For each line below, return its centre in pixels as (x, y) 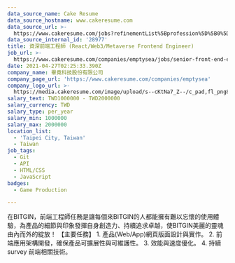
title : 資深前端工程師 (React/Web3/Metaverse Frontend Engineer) (101, 46)
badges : (19, 183)
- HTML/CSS (29, 170)
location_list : (29, 131)
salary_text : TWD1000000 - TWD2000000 (64, 99)
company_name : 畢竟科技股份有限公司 (55, 72)
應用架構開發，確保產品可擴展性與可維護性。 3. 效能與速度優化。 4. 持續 (117, 243)
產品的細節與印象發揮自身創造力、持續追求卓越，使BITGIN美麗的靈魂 (124, 226)
